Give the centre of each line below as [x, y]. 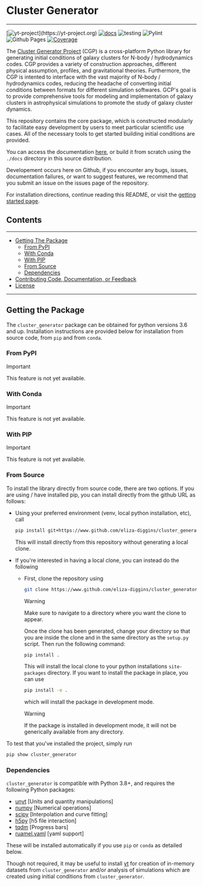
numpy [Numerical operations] [53, 808]
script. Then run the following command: [75, 644]
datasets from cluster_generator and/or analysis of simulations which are [98, 870]
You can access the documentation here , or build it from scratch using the [99, 151]
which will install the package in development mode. [89, 702]
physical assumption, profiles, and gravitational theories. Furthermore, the [98, 70]
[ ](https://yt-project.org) [52, 33]
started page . [23, 201]
